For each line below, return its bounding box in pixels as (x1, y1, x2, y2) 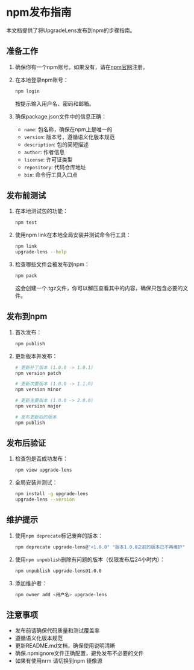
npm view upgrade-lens (14, 467, 72, 473)
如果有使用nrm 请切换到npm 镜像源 (14, 657, 102, 665)
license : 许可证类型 (23, 155, 73, 163)
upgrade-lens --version (14, 496, 75, 503)
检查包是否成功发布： (14, 455, 68, 463)
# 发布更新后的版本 (14, 414, 57, 420)
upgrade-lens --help (14, 249, 67, 255)
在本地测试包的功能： (14, 207, 68, 215)
